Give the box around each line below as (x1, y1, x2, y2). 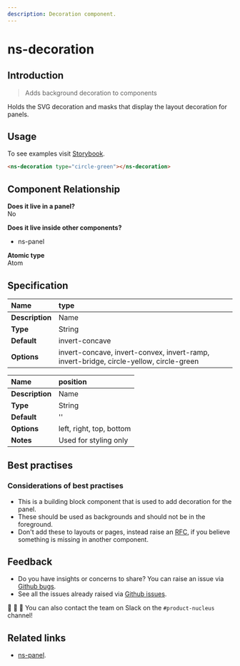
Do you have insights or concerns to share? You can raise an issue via (17, 575, 224, 583)
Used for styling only (58, 435, 129, 445)
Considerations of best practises (7, 481, 124, 491)
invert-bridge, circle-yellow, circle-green (58, 356, 199, 366)
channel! (7, 611, 34, 620)
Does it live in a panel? (7, 202, 75, 211)
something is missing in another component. (17, 535, 149, 543)
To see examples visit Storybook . (7, 149, 105, 158)
